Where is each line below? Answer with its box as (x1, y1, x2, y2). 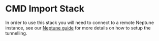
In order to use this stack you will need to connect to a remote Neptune (5, 19, 154, 25)
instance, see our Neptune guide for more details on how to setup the (5, 24, 151, 30)
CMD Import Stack (5, 3, 85, 14)
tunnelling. (5, 30, 27, 36)
